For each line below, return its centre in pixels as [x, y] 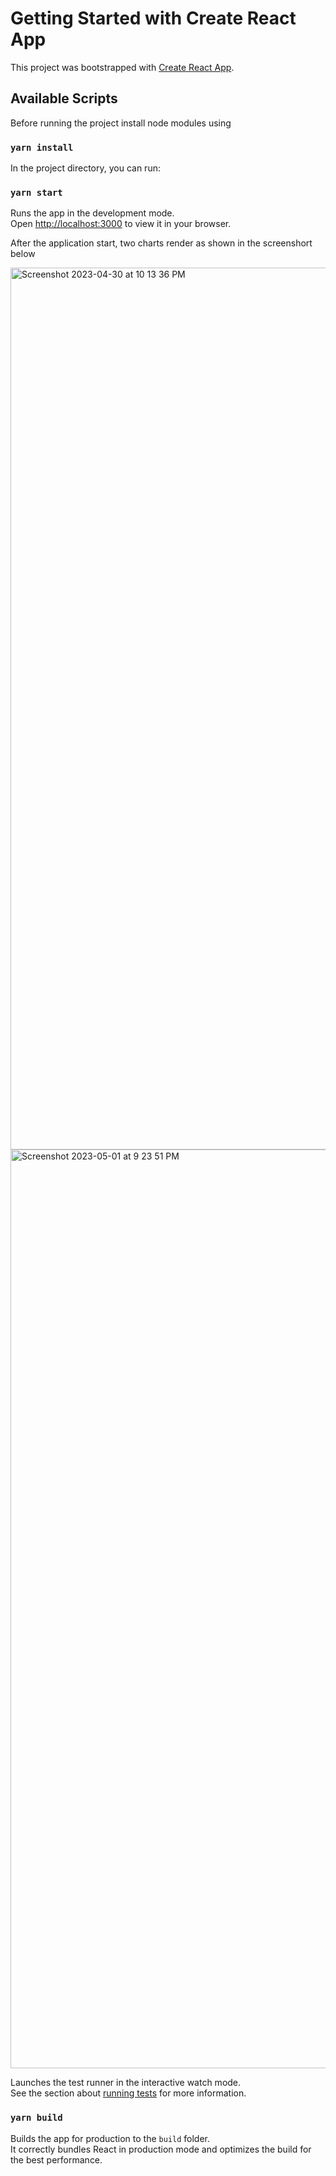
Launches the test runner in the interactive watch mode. [126, 2083]
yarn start [36, 192]
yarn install [42, 147]
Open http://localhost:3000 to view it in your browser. [121, 224]
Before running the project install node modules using [121, 123]
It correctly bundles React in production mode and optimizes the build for [161, 2149]
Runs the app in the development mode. [92, 213]
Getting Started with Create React [153, 18]
